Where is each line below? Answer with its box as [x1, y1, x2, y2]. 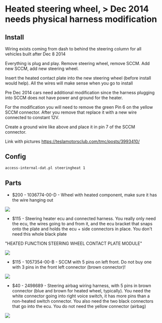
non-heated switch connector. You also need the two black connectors [12, 298, 154, 304]
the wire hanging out [12, 197, 54, 203]
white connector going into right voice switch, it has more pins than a [12, 293, 150, 299]
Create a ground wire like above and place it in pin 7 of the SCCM [5, 124, 135, 130]
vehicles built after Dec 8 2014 [5, 51, 66, 57]
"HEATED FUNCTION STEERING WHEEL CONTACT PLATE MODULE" [5, 240, 143, 246]
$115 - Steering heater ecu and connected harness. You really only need [12, 215, 156, 221]
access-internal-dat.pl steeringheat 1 [5, 165, 86, 170]
